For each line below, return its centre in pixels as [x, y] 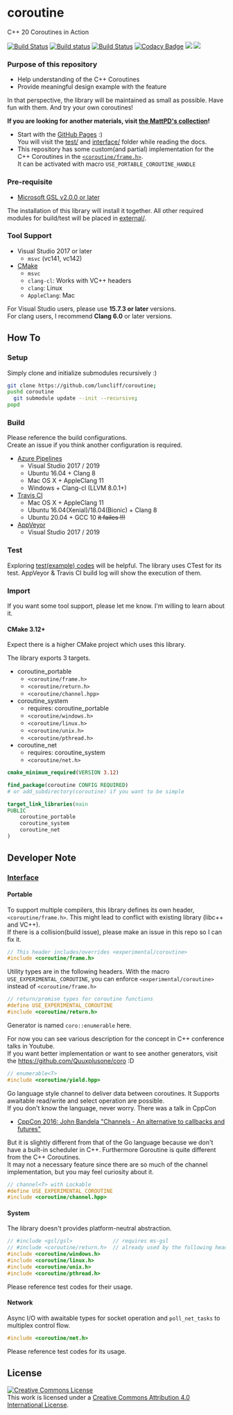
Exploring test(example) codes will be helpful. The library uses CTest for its [114, 565]
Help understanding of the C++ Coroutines [78, 79]
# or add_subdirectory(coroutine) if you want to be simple [96, 791]
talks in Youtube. [31, 1046]
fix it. [15, 939]
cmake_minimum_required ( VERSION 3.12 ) [63, 773]
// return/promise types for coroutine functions [80, 999]
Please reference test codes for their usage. [70, 1287]
